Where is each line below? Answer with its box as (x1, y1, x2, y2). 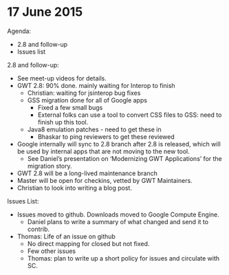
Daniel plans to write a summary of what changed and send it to (27, 217, 208, 225)
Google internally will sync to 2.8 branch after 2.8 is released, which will (17, 140, 221, 148)
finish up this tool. (37, 118, 89, 126)
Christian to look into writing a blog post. (17, 184, 133, 192)
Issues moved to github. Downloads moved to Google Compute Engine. (17, 210, 219, 219)
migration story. (27, 162, 72, 170)
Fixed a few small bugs (37, 103, 103, 111)
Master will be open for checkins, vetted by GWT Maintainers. (17, 176, 193, 184)
